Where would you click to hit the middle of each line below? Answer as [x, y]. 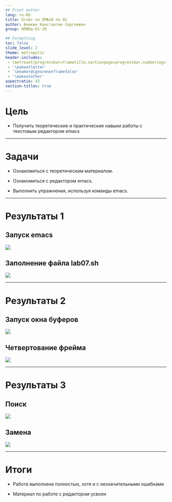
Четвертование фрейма [46, 347]
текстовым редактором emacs [46, 131]
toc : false [17, 43]
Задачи [22, 156]
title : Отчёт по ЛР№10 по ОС [36, 19]
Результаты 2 [36, 301]
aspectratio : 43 [23, 82]
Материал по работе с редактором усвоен [59, 494]
